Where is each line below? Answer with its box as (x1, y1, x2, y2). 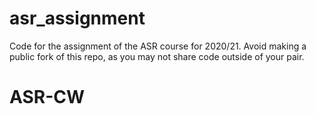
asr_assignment (9, 7, 146, 30)
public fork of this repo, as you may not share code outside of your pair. (9, 50, 305, 62)
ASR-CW (9, 86, 86, 109)
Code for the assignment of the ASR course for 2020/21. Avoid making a (9, 40, 307, 52)
